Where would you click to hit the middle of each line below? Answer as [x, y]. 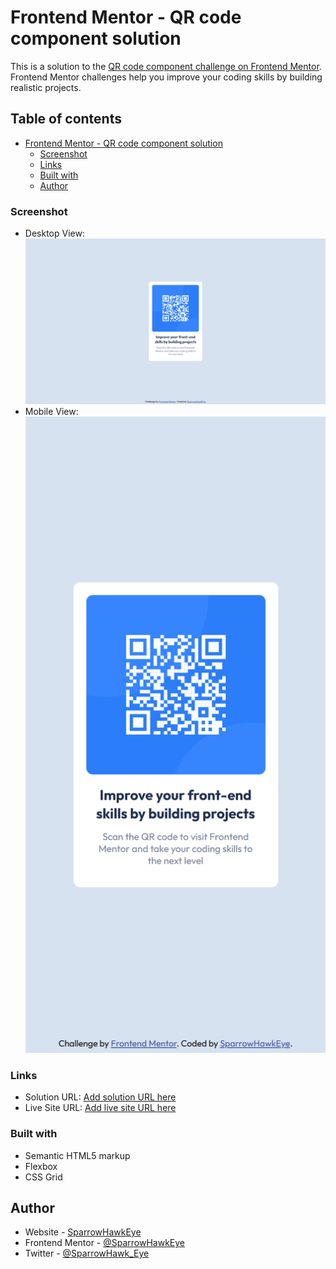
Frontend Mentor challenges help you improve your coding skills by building [166, 77]
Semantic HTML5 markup [77, 1155]
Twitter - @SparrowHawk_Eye [87, 1253]
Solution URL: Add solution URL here [100, 1097]
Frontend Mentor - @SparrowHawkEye [105, 1243]
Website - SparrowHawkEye [83, 1232]
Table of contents [66, 119]
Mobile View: [51, 411]
